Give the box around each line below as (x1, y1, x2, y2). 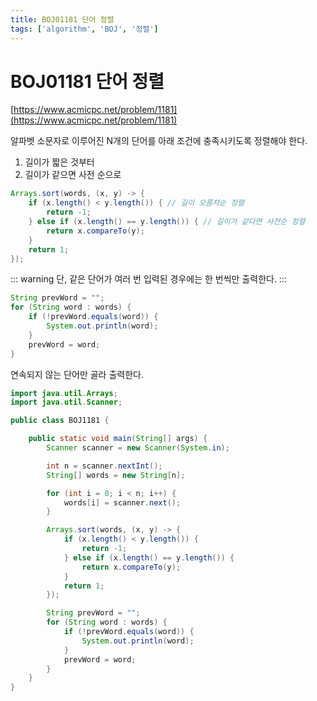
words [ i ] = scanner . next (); (63, 497, 182, 508)
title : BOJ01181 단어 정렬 (10, 14, 115, 25)
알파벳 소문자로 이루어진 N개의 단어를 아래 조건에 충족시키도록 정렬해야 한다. (10, 135, 308, 147)
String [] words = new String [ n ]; (46, 470, 186, 480)
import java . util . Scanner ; (10, 397, 123, 408)
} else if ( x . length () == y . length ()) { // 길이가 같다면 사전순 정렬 (28, 217, 306, 227)
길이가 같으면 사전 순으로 (24, 169, 122, 181)
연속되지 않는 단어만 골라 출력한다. (10, 368, 144, 380)
